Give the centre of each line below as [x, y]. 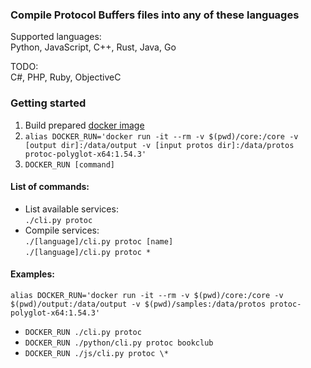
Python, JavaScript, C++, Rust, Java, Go [93, 47]
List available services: [71, 209]
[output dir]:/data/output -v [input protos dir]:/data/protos [159, 145]
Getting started [48, 103]
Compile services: [62, 230]
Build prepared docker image [84, 125]
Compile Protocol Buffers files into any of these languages [155, 15]
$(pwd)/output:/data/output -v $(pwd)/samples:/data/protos [138, 304]
